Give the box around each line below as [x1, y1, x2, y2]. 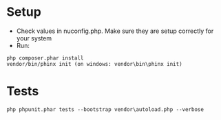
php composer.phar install [6, 54, 84, 62]
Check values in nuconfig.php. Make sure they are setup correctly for [16, 27, 214, 35]
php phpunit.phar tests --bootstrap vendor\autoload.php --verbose [6, 106, 204, 113]
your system [16, 34, 52, 42]
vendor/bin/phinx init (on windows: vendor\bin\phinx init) [6, 60, 183, 67]
